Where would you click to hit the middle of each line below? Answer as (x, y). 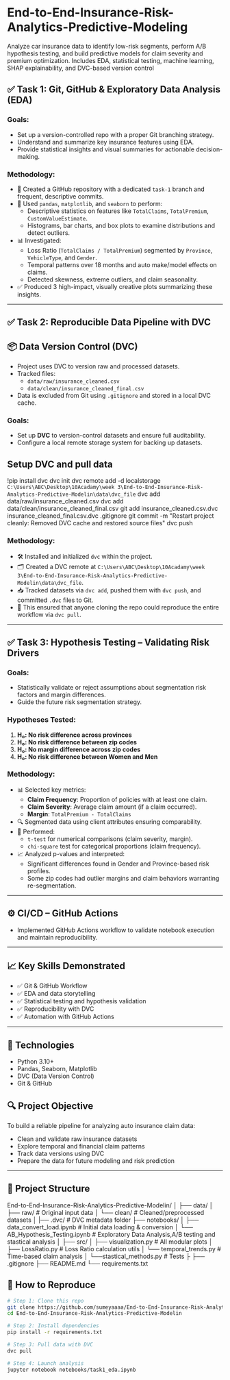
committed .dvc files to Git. (55, 600)
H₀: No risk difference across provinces (74, 735)
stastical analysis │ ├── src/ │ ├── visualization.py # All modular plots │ (110, 1242)
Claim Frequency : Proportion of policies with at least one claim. (117, 799)
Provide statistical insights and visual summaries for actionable (106, 149)
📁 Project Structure (49, 1189)
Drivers (23, 653)
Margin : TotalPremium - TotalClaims (79, 814)
